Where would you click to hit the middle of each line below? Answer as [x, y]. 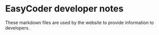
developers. [18, 27]
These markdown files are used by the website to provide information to [79, 22]
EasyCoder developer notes [64, 9]
